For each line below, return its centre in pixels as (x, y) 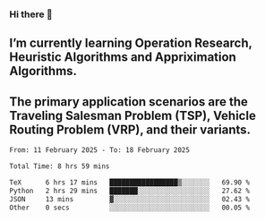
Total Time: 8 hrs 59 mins (60, 166)
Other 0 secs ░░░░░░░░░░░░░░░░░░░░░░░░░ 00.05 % (130, 208)
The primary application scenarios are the (128, 102)
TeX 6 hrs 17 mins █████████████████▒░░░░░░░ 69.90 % (130, 183)
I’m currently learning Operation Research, (131, 43)
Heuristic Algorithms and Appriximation (123, 57)
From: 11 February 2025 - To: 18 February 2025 (100, 150)
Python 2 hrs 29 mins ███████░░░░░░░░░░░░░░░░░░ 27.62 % (130, 191)
